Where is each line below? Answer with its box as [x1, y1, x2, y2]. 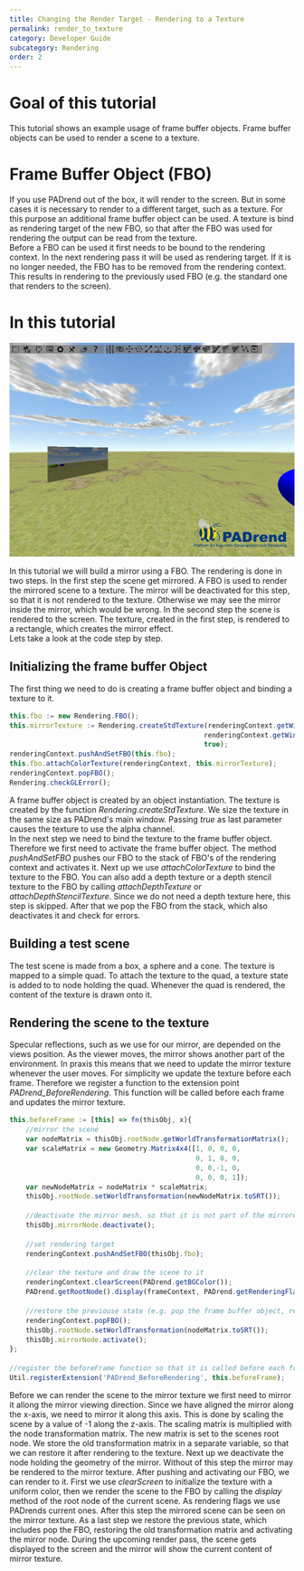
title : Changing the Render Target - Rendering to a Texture [9, 14, 245, 24]
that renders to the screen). [9, 281, 111, 291]
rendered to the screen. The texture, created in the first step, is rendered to [9, 614, 290, 624]
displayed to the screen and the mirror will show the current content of [9, 1543, 273, 1554]
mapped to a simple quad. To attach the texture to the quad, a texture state [9, 969, 289, 981]
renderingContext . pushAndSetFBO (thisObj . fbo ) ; [25, 1249, 204, 1258]
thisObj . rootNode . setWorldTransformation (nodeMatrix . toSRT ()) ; [25, 1326, 270, 1335]
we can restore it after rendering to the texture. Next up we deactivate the [9, 1447, 284, 1458]
